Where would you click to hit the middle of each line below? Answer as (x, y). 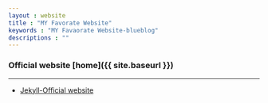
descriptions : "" (39, 38)
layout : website (37, 15)
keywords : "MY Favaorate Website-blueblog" (83, 30)
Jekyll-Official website (57, 90)
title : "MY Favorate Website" (60, 23)
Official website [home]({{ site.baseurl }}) (91, 66)
